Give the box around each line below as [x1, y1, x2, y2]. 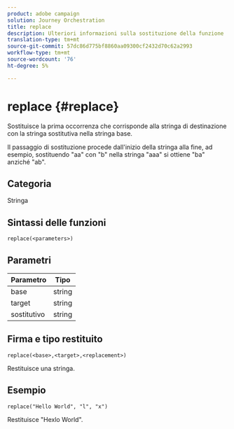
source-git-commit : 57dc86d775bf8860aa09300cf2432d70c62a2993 [7, 43, 193, 50]
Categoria [7, 178, 52, 190]
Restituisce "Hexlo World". [7, 415, 83, 423]
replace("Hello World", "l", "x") [7, 403, 109, 410]
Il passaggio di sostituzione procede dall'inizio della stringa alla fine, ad [7, 143, 213, 151]
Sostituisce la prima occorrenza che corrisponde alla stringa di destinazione [7, 122, 227, 130]
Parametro [11, 275, 47, 284]
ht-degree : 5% [7, 62, 49, 69]
